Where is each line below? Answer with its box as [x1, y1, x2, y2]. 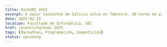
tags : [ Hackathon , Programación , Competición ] [5, 30, 103, 35]
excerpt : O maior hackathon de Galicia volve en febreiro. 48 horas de [5, 12, 157, 17]
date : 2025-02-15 [5, 16, 41, 21]
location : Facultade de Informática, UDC [5, 21, 92, 26]
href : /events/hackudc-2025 [5, 25, 64, 30]
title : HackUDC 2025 [5, 7, 48, 12]
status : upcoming [5, 35, 41, 40]
